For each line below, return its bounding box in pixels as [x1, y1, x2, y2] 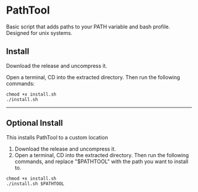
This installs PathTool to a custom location [6, 134, 108, 141]
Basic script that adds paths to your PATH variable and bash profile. [6, 23, 170, 30]
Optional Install [6, 118, 63, 128]
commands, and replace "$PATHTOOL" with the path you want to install [14, 158, 189, 165]
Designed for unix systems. [6, 29, 72, 36]
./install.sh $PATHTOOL [6, 181, 65, 187]
